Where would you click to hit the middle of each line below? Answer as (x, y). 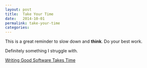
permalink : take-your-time (33, 23)
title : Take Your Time (29, 14)
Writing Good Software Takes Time (40, 60)
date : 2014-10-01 (25, 18)
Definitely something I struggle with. (42, 51)
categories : (17, 28)
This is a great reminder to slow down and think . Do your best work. (74, 41)
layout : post (18, 9)
